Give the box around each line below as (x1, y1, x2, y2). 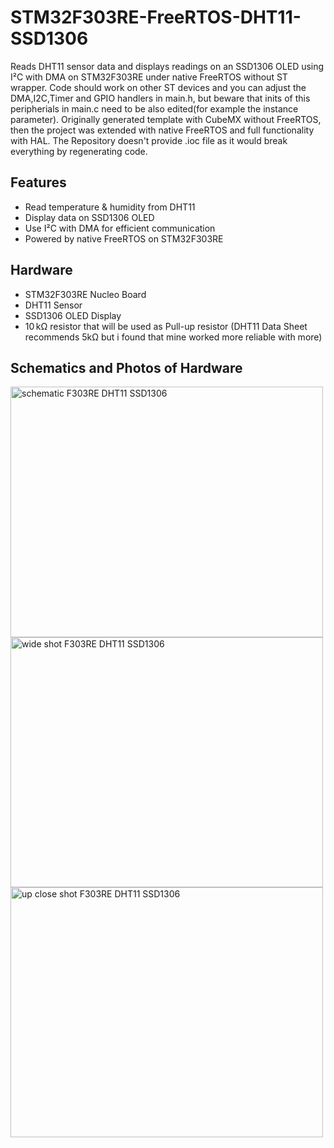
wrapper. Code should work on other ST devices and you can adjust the (10, 81, 307, 93)
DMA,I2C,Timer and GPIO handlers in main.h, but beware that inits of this (10, 92, 311, 104)
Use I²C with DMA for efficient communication (24, 222, 216, 234)
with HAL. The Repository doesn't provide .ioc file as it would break (10, 134, 288, 146)
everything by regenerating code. (10, 145, 148, 157)
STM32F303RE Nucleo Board (24, 288, 147, 300)
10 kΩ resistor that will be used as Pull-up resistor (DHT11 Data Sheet (24, 320, 308, 332)
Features (10, 174, 67, 191)
